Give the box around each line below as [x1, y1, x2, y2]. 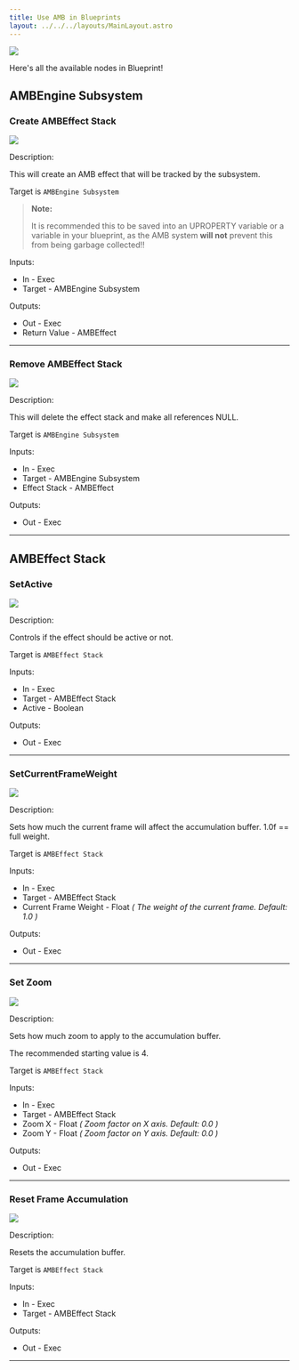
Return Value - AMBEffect [21, 327, 117, 338]
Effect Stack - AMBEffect [21, 482, 114, 494]
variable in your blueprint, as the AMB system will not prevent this [30, 230, 273, 241]
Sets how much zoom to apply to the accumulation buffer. [9, 1030, 222, 1041]
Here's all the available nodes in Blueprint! [9, 62, 164, 73]
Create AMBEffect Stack [9, 115, 117, 127]
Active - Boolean [21, 703, 85, 713]
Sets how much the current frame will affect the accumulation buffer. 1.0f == [9, 822, 289, 833]
